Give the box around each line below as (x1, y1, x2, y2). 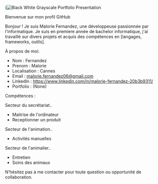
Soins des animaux (12, 160, 50, 165)
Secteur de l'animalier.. (5, 145, 51, 151)
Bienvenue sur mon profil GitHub (5, 14, 70, 19)
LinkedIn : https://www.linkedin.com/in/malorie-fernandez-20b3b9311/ (12, 78, 153, 84)
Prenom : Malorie (12, 63, 47, 68)
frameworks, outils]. (5, 39, 45, 45)
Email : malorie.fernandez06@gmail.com (12, 73, 94, 79)
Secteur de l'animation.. (5, 126, 53, 132)
